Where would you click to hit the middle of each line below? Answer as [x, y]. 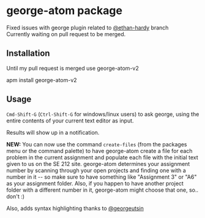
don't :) [16, 196]
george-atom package [64, 11]
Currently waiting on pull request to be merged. [66, 34]
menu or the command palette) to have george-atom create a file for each [99, 151]
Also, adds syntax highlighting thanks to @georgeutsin [75, 208]
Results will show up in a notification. [53, 132]
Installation [28, 54]
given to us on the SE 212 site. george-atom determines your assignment [98, 163]
